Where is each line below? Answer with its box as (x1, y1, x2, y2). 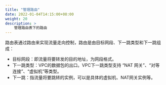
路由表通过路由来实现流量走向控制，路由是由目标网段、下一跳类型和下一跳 (5, 40, 157, 46)
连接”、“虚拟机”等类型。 (12, 68, 62, 74)
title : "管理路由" (5, 7, 41, 12)
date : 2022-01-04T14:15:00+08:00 (5, 12, 74, 17)
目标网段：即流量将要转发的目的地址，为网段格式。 (12, 56, 117, 62)
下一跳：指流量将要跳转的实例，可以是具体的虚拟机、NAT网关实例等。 (12, 75, 156, 81)
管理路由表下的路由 (14, 26, 47, 30)
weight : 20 (5, 16, 28, 21)
